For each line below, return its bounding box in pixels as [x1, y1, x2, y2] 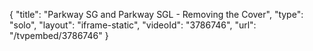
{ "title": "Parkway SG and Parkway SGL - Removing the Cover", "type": [9, 9, 304, 20]
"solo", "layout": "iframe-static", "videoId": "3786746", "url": [9, 19, 257, 31]
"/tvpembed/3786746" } [9, 30, 109, 41]
